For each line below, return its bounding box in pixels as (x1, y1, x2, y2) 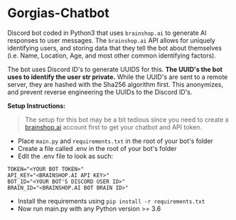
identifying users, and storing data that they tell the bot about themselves (7, 43, 222, 52)
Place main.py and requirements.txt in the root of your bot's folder (17, 137, 213, 145)
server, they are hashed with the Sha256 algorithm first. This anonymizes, (7, 80, 224, 88)
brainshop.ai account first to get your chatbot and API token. (24, 122, 203, 131)
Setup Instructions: (7, 101, 66, 110)
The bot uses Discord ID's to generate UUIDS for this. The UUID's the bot (7, 65, 222, 73)
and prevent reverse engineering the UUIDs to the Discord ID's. (7, 88, 193, 96)
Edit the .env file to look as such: (17, 152, 114, 160)
